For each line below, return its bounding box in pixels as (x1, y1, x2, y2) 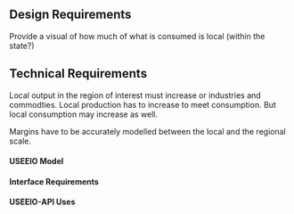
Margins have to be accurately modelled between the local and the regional (9, 126, 287, 136)
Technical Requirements (9, 66, 148, 81)
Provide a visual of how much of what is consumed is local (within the (9, 30, 265, 41)
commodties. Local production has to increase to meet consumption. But (9, 99, 276, 110)
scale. (9, 136, 31, 146)
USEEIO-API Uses (9, 196, 76, 208)
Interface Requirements (9, 176, 100, 186)
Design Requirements (9, 7, 132, 22)
